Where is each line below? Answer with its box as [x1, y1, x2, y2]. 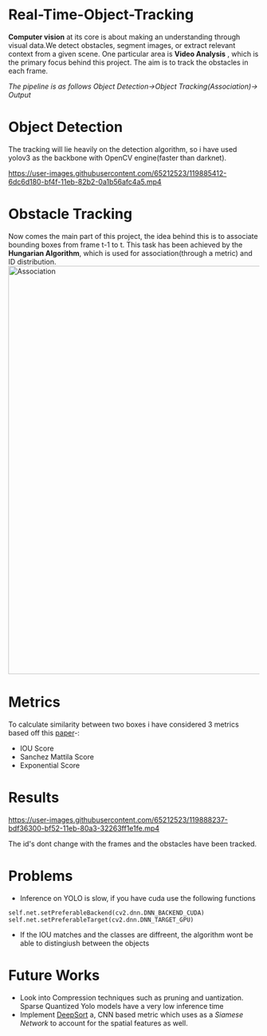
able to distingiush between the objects [19, 938, 150, 948]
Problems [8, 867, 73, 885]
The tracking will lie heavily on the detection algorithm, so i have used [8, 144, 238, 153]
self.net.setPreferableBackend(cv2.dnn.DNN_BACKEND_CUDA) [8, 909, 205, 917]
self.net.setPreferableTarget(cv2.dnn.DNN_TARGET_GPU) [8, 915, 194, 924]
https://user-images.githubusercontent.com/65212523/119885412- [8, 168, 227, 177]
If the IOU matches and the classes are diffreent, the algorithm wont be [19, 930, 253, 939]
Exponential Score [19, 760, 80, 770]
